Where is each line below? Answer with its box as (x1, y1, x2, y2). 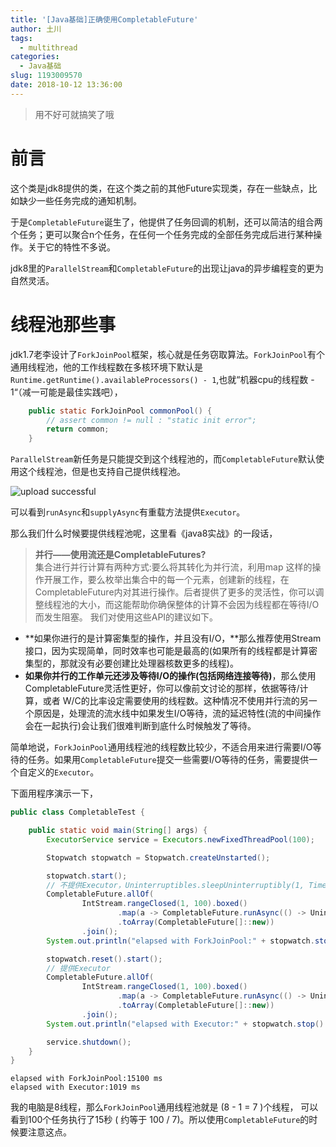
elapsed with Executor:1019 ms (10, 1082, 141, 1093)
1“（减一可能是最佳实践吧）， (10, 386, 123, 398)
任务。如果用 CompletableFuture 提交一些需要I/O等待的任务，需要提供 (27, 754, 310, 766)
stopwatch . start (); (46, 871, 128, 881)
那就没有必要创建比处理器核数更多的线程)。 (59, 657, 239, 670)
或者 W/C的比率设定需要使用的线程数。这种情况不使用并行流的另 (42, 695, 309, 707)
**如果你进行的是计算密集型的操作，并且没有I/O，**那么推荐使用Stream (24, 632, 322, 645)
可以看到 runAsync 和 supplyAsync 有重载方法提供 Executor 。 (10, 506, 246, 518)
